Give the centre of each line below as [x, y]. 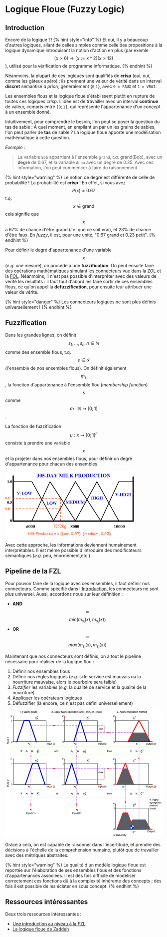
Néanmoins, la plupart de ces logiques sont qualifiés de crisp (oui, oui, [78, 76]
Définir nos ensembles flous [41, 671]
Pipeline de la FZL [33, 571]
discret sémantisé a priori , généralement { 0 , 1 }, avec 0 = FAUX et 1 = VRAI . [81, 86]
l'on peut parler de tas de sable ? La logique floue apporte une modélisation [83, 132]
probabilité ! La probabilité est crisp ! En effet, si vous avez [66, 183]
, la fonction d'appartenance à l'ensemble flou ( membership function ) [77, 385]
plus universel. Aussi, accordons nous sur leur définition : [64, 594]
